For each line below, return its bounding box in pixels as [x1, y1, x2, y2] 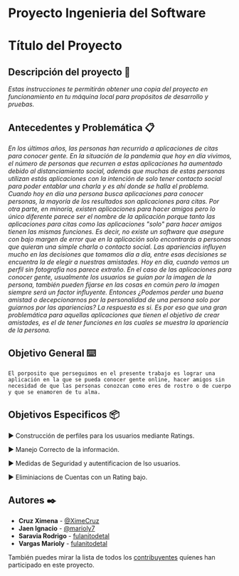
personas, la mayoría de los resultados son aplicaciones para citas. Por [8, 197, 220, 205]
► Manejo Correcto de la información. [8, 445, 119, 453]
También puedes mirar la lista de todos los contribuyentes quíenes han [8, 553, 216, 562]
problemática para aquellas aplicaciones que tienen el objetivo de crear [8, 311, 220, 319]
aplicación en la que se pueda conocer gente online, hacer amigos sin [8, 376, 225, 383]
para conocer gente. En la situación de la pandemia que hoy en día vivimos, [8, 152, 232, 160]
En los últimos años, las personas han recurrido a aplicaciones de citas [8, 144, 219, 153]
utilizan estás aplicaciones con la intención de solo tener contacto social [8, 175, 223, 182]
